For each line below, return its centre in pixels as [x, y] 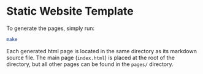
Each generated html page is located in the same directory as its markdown [102, 51]
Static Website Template [70, 11]
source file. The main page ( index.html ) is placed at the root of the [90, 57]
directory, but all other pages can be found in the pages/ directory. [90, 64]
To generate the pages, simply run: [51, 28]
